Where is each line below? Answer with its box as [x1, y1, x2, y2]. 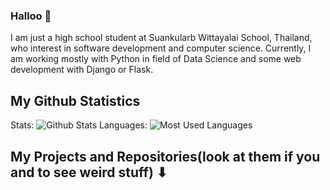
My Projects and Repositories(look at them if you [10, 148, 321, 165]
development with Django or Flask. [10, 64, 154, 76]
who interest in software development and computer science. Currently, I [10, 42, 312, 54]
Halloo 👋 [10, 9, 52, 23]
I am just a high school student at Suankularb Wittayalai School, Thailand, [10, 32, 313, 44]
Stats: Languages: [10, 119, 148, 131]
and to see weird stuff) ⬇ [10, 164, 168, 181]
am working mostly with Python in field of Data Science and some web [10, 53, 302, 65]
